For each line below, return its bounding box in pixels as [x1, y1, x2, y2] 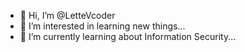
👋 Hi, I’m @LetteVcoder [19, 10, 116, 21]
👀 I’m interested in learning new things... [19, 20, 186, 32]
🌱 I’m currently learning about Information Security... [19, 31, 237, 42]
